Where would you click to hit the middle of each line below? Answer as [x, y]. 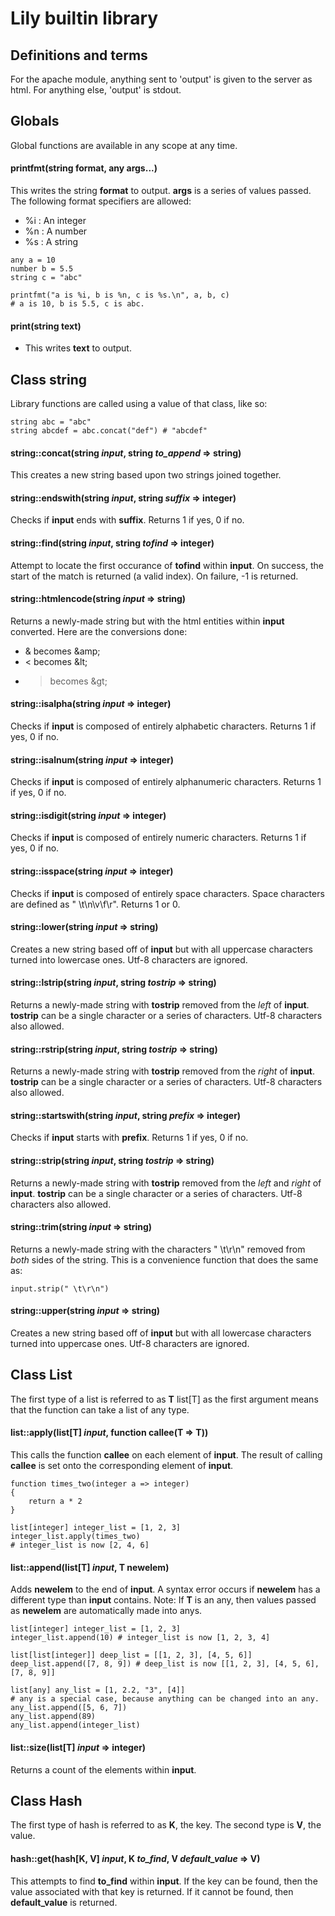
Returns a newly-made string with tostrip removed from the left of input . [160, 1005]
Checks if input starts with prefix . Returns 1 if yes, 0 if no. [129, 1138]
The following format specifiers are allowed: [101, 201]
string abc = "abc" [51, 422]
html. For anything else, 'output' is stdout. [96, 90]
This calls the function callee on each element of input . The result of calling [166, 1455]
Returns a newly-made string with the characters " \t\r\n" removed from [158, 1249]
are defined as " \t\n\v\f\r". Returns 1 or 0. [95, 904]
